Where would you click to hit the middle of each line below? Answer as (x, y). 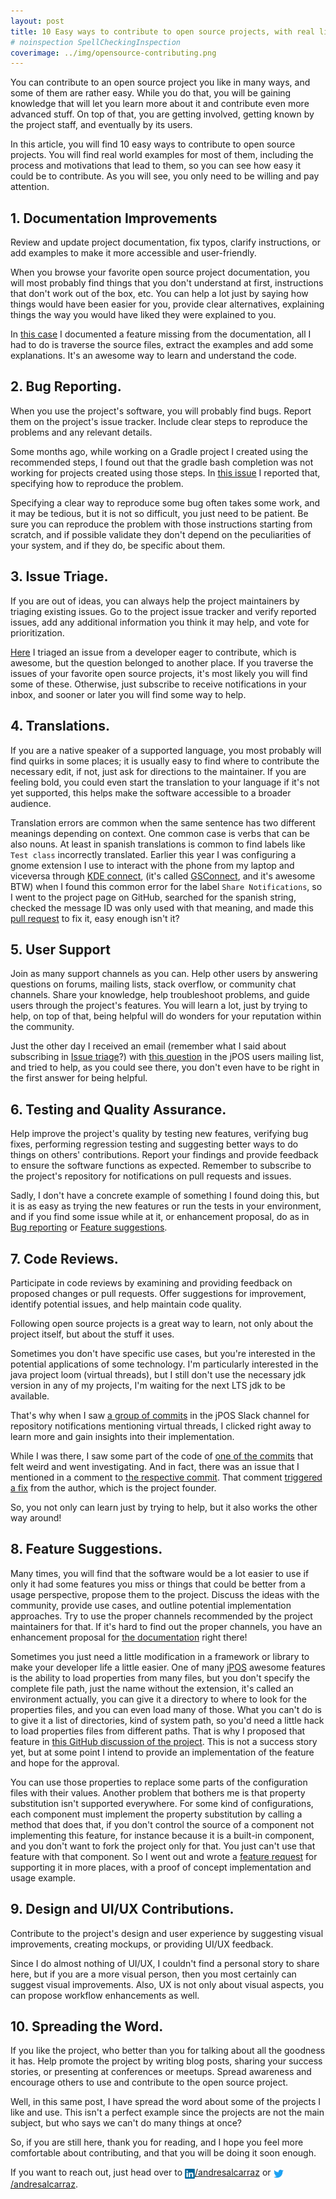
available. (30, 1396)
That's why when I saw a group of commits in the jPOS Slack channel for (160, 1415)
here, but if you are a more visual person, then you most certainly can (153, 1974)
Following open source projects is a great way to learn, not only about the (162, 1323)
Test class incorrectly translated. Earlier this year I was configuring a (153, 854)
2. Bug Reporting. (66, 386)
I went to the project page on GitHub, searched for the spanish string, (153, 897)
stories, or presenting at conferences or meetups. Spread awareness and (161, 2072)
